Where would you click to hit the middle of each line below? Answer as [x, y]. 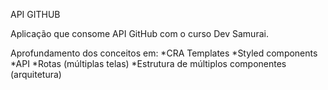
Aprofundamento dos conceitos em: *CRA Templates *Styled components [164, 53]
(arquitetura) [36, 74]
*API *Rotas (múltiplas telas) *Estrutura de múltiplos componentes [148, 63]
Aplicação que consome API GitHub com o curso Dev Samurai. [139, 33]
